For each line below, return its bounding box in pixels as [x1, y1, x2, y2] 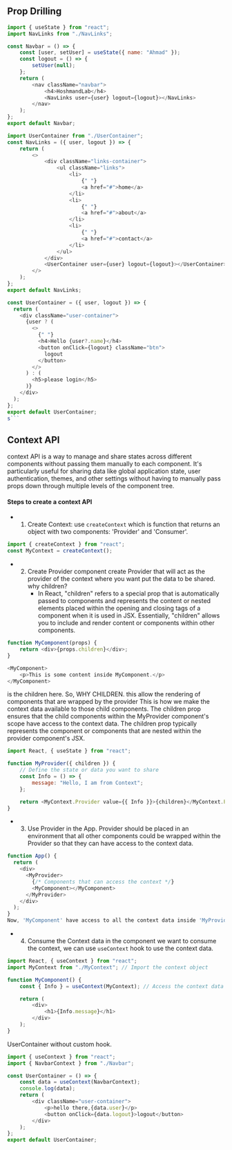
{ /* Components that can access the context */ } [32, 878, 175, 885]
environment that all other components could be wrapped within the [27, 832, 221, 840]
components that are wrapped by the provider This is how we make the [7, 698, 211, 706]
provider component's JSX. [7, 734, 85, 743]
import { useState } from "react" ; [7, 24, 110, 30]
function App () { [7, 853, 57, 860]
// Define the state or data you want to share [19, 767, 159, 774]
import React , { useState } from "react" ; [7, 748, 131, 754]
